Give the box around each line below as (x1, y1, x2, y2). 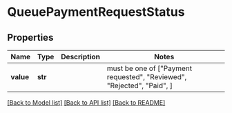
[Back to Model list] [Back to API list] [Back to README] (7, 99, 166, 107)
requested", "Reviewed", (106, 72, 187, 81)
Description (61, 52, 100, 61)
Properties (7, 32, 54, 43)
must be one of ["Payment (106, 63, 193, 73)
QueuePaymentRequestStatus (7, 4, 185, 20)
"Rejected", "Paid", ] (106, 81, 173, 90)
